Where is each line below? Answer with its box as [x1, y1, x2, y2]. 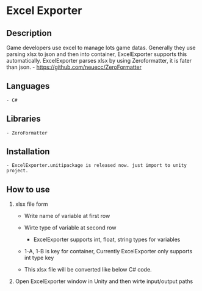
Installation [6, 147, 50, 157]
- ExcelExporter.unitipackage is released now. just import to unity [6, 163, 187, 169]
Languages [6, 81, 50, 91]
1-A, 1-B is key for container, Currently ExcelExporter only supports [24, 248, 193, 255]
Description [6, 28, 52, 38]
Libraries [6, 114, 41, 124]
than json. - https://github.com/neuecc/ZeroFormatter [6, 63, 142, 71]
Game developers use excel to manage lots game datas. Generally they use [6, 44, 197, 51]
